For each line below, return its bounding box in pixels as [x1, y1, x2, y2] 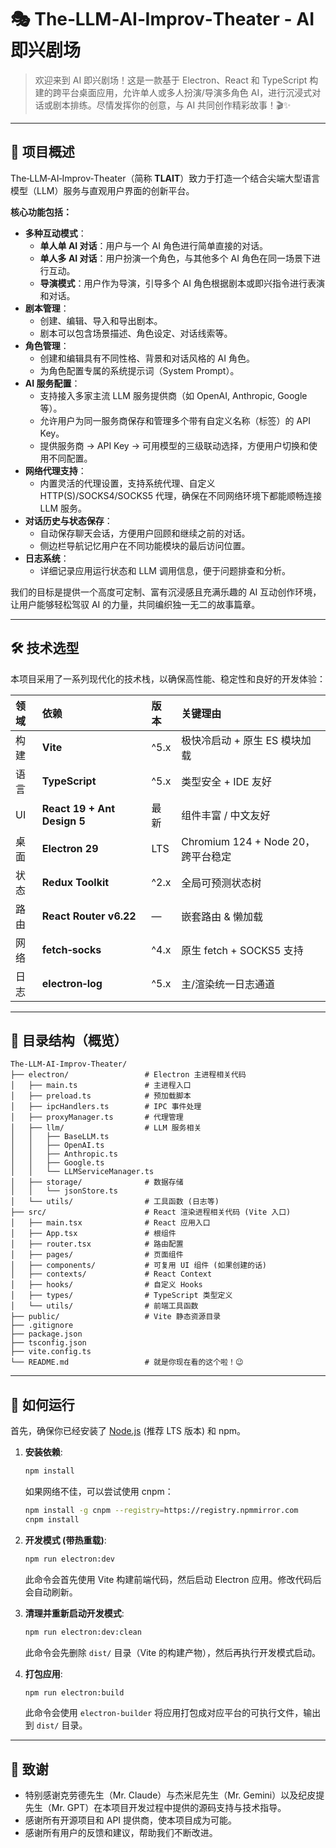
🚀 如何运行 [10, 1396, 75, 1413]
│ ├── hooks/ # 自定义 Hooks [10, 1280, 203, 1290]
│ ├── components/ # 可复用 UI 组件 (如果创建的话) [10, 1261, 267, 1271]
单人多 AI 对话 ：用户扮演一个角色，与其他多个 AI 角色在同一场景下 [39, 252, 312, 264]
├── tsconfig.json [10, 1338, 87, 1348]
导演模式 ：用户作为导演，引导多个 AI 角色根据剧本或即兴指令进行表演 [39, 277, 325, 289]
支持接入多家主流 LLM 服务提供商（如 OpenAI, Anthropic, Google [39, 389, 308, 401]
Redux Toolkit [41, 875, 110, 889]
